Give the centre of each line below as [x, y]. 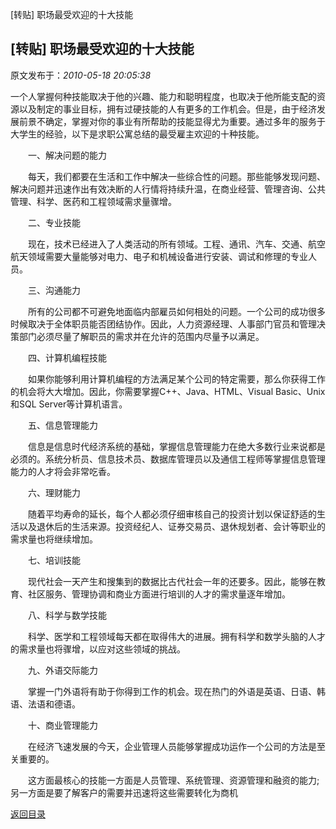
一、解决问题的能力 [67, 155]
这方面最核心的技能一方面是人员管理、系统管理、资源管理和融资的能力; [173, 780]
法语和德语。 [54, 704]
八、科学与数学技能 [67, 615]
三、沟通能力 [54, 290]
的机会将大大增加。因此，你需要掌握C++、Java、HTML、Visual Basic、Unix [168, 391]
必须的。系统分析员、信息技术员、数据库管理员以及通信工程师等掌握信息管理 [168, 459]
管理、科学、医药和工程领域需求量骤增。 [93, 201]
